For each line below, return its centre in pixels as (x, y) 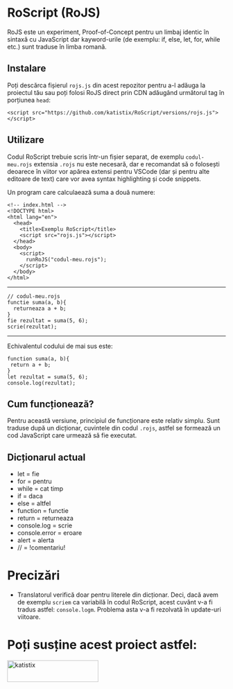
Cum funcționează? (51, 404)
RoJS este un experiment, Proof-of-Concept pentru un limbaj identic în (108, 32)
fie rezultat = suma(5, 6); (48, 320)
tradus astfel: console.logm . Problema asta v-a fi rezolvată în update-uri (119, 610)
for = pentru (34, 481)
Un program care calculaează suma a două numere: (81, 192)
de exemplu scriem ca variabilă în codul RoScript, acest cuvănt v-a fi (115, 602)
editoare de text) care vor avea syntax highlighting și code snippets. (104, 179)
